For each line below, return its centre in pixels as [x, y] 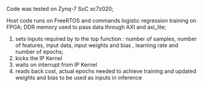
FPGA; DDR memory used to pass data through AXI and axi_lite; [87, 27]
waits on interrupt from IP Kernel [56, 64]
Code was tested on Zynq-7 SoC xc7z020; [60, 9]
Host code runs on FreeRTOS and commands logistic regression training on [102, 20]
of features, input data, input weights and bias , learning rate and [97, 45]
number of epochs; [39, 52]
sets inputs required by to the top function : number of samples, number [106, 39]
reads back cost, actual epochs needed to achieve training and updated [106, 71]
